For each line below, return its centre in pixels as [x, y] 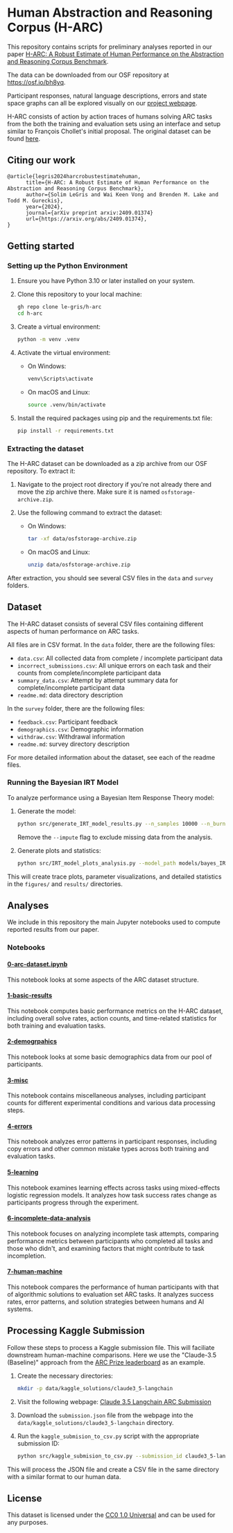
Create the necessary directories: [65, 1376]
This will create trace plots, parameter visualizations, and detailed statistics [114, 876]
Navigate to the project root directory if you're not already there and [114, 484]
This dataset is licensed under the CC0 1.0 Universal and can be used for [111, 1515]
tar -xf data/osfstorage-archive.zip [82, 539]
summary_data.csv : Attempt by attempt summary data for [97, 680]
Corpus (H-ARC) [55, 27]
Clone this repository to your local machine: [79, 294]
